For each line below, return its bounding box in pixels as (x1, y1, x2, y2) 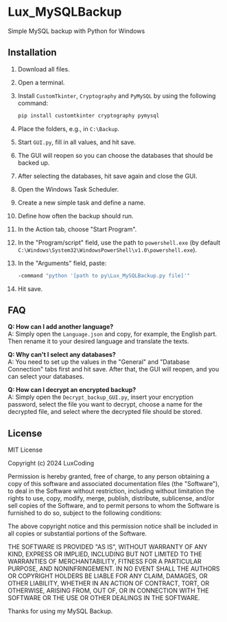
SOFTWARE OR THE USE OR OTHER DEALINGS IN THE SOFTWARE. (8, 594, 200, 602)
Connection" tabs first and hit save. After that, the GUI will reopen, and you (8, 365, 219, 373)
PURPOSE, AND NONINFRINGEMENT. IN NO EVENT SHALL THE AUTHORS (8, 564, 220, 573)
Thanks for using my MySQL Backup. (8, 607, 113, 615)
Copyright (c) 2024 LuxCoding (8, 459, 95, 468)
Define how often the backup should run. (17, 211, 134, 220)
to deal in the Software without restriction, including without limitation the (8, 487, 215, 495)
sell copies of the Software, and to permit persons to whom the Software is (8, 502, 220, 510)
